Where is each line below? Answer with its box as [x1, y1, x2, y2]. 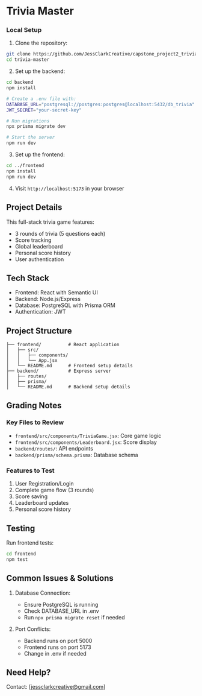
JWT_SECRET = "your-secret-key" [6, 107, 82, 113]
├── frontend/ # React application [6, 342, 120, 348]
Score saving [14, 493, 48, 500]
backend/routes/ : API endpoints [14, 444, 93, 452]
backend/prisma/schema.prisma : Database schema [14, 451, 138, 458]
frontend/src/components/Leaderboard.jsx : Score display [14, 438, 158, 446]
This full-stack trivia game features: [6, 218, 94, 226]
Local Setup [6, 26, 42, 34]
